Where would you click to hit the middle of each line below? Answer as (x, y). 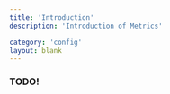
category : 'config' (46, 42)
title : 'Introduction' (52, 17)
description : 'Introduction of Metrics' (86, 26)
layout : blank (36, 50)
